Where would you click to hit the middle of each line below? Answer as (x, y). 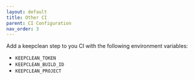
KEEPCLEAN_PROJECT (38, 71)
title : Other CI (27, 18)
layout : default (27, 12)
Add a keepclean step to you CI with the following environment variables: (97, 46)
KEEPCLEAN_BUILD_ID (40, 65)
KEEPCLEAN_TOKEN (35, 58)
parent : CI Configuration (39, 23)
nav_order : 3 (23, 29)
